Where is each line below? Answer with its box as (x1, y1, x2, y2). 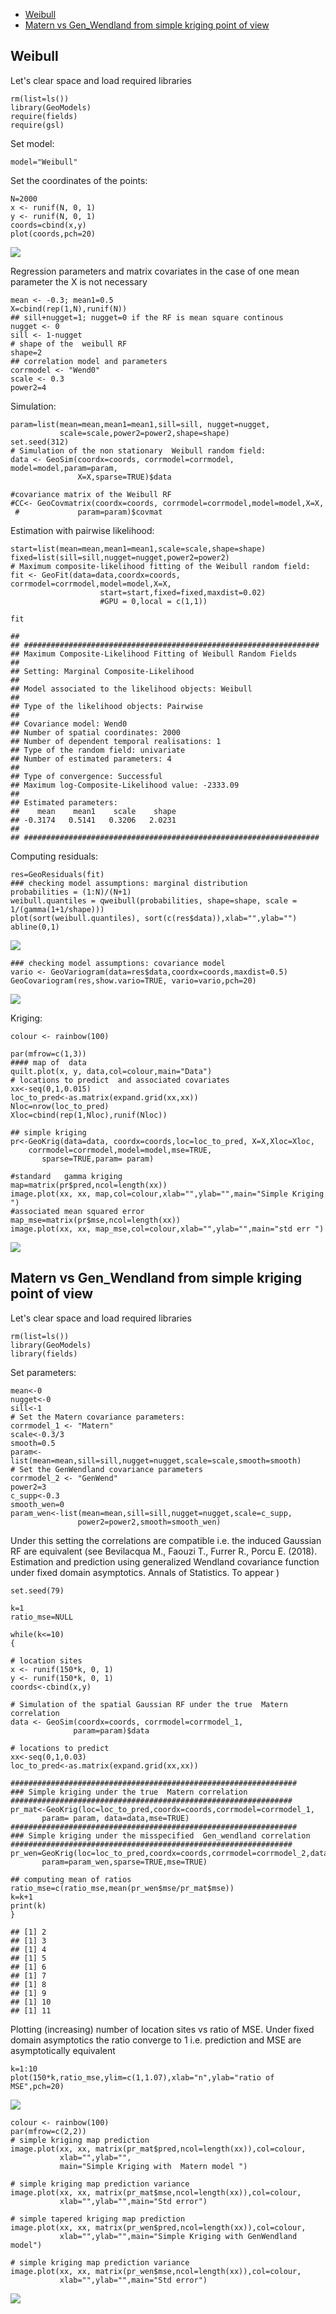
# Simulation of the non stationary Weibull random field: (10, 445, 267, 456)
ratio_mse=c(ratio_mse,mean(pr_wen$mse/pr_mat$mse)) (10, 1883, 235, 1893)
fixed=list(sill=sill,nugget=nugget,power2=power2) (10, 552, 230, 563)
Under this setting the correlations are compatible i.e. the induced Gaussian (10, 1534, 322, 1546)
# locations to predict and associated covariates (10, 1075, 230, 1085)
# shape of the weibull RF (10, 339, 128, 349)
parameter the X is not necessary (10, 275, 148, 288)
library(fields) (10, 1349, 78, 1359)
